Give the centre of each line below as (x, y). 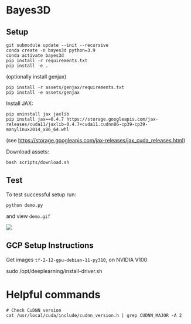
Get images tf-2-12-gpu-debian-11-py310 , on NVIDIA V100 (77, 260)
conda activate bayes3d (35, 56)
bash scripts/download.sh (37, 162)
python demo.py (25, 205)
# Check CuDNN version (34, 310)
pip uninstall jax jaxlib (37, 114)
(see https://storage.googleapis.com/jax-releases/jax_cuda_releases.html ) (96, 140)
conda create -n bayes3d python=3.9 (51, 50)
